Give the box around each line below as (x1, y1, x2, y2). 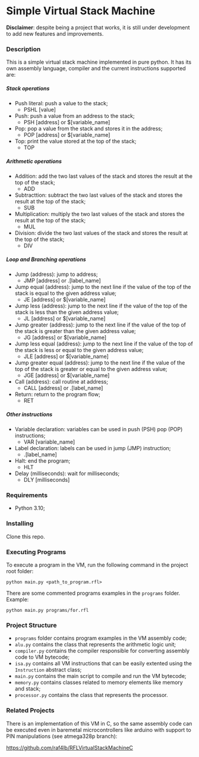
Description (6, 45, 41, 53)
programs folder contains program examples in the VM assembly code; (14, 635, 187, 642)
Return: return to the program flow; (14, 391, 101, 398)
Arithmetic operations (6, 158, 62, 165)
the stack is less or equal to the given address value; (14, 347, 144, 354)
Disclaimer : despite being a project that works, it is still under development (6, 24, 190, 31)
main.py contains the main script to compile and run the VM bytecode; (14, 673, 187, 680)
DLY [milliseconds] (23, 476, 70, 483)
